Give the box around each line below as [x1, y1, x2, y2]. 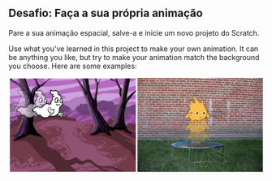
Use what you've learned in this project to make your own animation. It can [8, 44, 259, 54]
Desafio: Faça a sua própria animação [8, 6, 203, 20]
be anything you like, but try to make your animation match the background [8, 52, 260, 62]
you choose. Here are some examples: [8, 61, 137, 71]
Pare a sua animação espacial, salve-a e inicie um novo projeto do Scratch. [8, 28, 260, 37]
